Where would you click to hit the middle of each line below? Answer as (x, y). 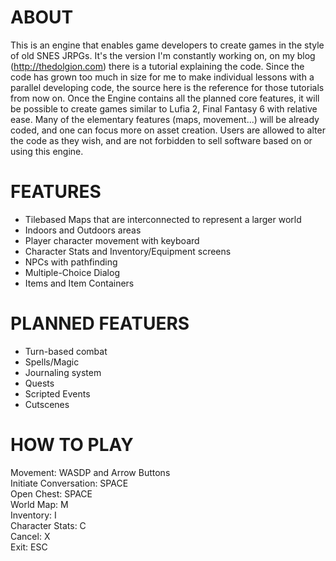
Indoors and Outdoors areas (83, 230)
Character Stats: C (48, 525)
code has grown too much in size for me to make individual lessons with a (162, 77)
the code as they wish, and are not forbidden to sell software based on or (161, 140)
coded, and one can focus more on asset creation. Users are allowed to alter (168, 130)
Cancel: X (30, 536)
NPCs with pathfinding (71, 262)
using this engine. (47, 151)
